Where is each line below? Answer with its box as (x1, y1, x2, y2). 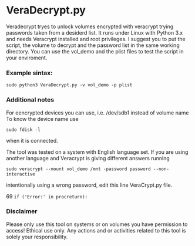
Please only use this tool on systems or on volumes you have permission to (6, 221, 188, 228)
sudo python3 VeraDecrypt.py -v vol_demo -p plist (6, 82, 133, 88)
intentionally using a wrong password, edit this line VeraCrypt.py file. (6, 181, 173, 188)
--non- (153, 166, 169, 172)
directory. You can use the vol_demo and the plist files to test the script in (6, 48, 184, 55)
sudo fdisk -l (6, 127, 41, 133)
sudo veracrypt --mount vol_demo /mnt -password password (6, 166, 151, 172)
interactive (6, 171, 35, 177)
